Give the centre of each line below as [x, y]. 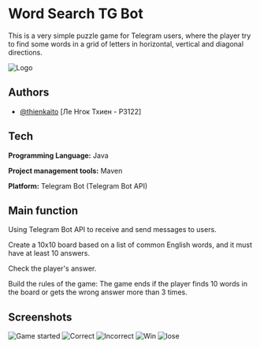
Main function [43, 210]
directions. [26, 52]
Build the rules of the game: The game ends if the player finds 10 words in [128, 284]
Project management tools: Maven [65, 170]
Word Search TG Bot [76, 14]
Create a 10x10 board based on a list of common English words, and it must [130, 245]
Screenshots [40, 317]
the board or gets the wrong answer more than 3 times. [98, 292]
